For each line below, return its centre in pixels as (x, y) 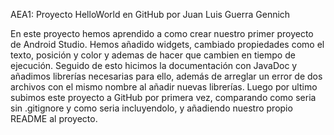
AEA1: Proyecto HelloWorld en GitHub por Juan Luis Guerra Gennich (150, 14)
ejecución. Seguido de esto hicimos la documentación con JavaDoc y (154, 65)
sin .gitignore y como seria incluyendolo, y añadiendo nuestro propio (151, 108)
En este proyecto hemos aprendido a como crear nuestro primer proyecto (162, 33)
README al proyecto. (54, 118)
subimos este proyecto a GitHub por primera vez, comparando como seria (163, 97)
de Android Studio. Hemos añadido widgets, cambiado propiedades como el (167, 44)
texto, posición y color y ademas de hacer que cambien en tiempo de (153, 55)
